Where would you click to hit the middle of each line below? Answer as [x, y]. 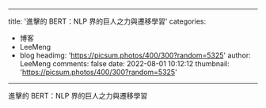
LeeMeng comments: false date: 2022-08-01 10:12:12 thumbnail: [124, 63]
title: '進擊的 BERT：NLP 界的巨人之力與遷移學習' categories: [107, 21]
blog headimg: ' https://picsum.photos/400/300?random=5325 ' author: [135, 55]
